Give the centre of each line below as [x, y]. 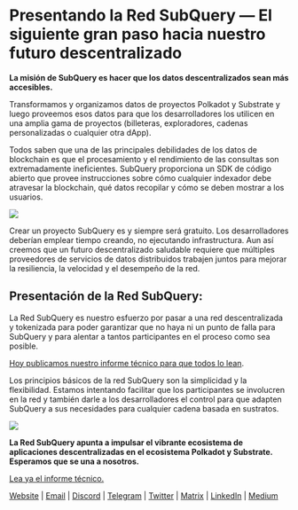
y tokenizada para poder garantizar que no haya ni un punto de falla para [142, 327]
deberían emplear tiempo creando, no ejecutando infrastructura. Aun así [141, 239]
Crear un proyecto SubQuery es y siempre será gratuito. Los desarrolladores [149, 231]
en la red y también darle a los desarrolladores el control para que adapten [145, 399]
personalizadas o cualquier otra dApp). [80, 132]
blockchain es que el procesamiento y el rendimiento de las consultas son [144, 159]
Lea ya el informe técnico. [57, 478]
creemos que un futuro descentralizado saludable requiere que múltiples [142, 249]
